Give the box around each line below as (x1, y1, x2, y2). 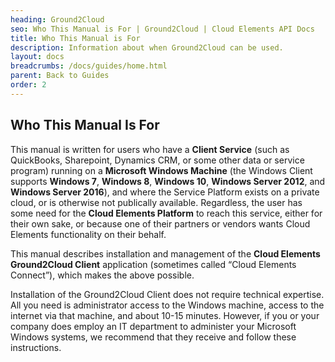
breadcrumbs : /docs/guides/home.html (10, 61, 168, 71)
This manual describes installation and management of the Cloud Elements (10, 247, 321, 260)
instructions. (10, 341, 62, 353)
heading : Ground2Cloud (10, 14, 105, 25)
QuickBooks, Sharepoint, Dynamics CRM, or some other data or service (10, 154, 305, 166)
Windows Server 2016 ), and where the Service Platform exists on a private (10, 186, 320, 198)
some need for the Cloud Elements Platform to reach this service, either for (10, 207, 323, 219)
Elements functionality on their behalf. (10, 228, 167, 240)
